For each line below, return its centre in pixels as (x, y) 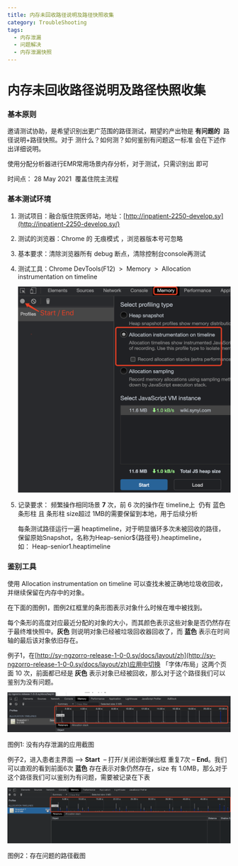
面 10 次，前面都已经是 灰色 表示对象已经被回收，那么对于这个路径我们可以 (117, 673)
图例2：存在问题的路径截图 (47, 856)
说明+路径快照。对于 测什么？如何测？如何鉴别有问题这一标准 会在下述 (117, 140)
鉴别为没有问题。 (32, 682)
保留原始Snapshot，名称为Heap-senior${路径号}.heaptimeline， (111, 538)
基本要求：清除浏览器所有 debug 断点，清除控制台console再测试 (112, 253)
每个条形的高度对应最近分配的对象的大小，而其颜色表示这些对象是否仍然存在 (119, 622)
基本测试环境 (29, 199)
